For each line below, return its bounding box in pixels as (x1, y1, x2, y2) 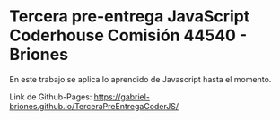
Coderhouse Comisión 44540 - (9, 25, 248, 46)
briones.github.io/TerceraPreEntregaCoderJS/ (9, 100, 179, 111)
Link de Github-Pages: (9, 91, 92, 102)
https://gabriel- (93, 91, 151, 102)
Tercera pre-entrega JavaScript (9, 6, 250, 27)
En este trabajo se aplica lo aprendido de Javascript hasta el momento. (9, 73, 272, 84)
